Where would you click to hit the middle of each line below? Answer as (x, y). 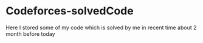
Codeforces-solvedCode (70, 11)
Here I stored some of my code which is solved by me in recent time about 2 (101, 27)
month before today (30, 33)
